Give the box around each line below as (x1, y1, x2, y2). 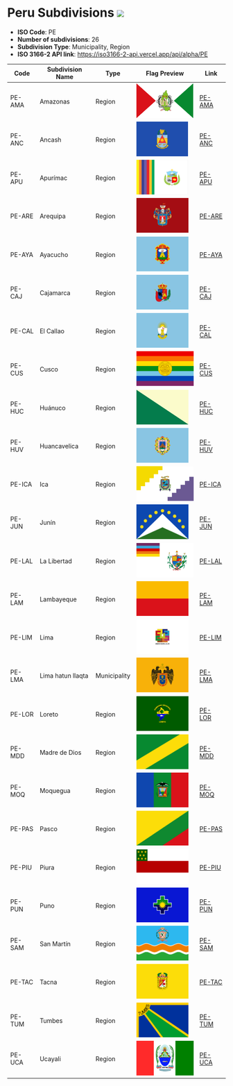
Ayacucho (39, 250, 69, 258)
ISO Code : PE (17, 28, 57, 36)
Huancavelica (39, 442, 79, 450)
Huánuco (39, 403, 66, 412)
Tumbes (39, 1016, 63, 1025)
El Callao (39, 327, 64, 335)
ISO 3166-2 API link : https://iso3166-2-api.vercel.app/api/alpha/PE (17, 50, 208, 58)
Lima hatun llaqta (39, 671, 89, 680)
